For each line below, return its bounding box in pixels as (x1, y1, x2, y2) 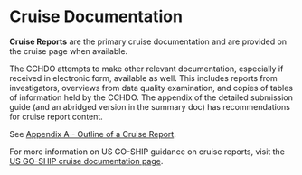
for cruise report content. (9, 111, 104, 122)
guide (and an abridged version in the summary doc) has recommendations (9, 101, 291, 112)
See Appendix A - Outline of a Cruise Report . (9, 128, 176, 139)
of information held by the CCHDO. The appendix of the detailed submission (9, 92, 294, 103)
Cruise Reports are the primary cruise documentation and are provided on (9, 36, 288, 47)
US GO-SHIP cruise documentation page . (9, 155, 164, 166)
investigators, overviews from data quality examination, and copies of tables (9, 82, 294, 93)
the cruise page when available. (9, 45, 128, 56)
